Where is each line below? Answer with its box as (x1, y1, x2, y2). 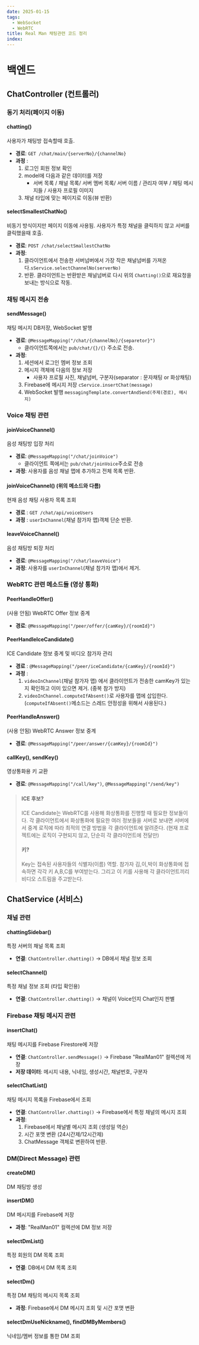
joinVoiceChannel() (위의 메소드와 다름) (7, 482, 101, 489)
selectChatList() (7, 1082, 48, 1089)
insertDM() (7, 1197, 34, 1204)
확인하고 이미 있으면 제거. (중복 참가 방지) (30, 685, 126, 692)
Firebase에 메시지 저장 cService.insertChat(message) (24, 381, 153, 389)
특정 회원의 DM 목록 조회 (7, 1251, 65, 1259)
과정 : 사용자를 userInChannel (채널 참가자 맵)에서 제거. (15, 564, 141, 572)
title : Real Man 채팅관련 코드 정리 (7, 31, 88, 37)
